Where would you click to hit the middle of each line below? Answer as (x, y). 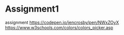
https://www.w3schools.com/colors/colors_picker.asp (59, 27)
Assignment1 (32, 9)
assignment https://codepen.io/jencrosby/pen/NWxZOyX (62, 22)
